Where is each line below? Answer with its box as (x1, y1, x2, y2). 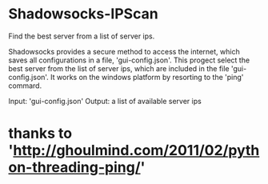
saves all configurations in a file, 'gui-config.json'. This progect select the (8, 55, 250, 65)
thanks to (8, 125, 73, 142)
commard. (8, 81, 42, 90)
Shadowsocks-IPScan (8, 5, 158, 23)
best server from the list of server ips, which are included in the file (8, 63, 230, 73)
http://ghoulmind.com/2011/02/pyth (13, 142, 260, 160)
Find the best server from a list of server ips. (8, 31, 155, 41)
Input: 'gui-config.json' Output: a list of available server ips (8, 96, 202, 106)
